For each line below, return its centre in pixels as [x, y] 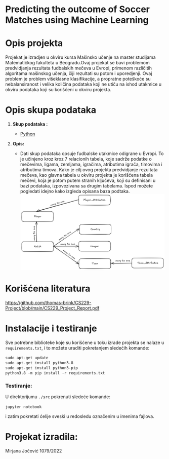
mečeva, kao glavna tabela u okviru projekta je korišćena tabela [87, 175]
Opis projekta [34, 43]
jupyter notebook [24, 407]
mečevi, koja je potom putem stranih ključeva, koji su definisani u [88, 180]
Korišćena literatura [48, 289]
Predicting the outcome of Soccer [78, 9]
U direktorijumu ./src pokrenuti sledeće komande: [58, 397]
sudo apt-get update [27, 358]
